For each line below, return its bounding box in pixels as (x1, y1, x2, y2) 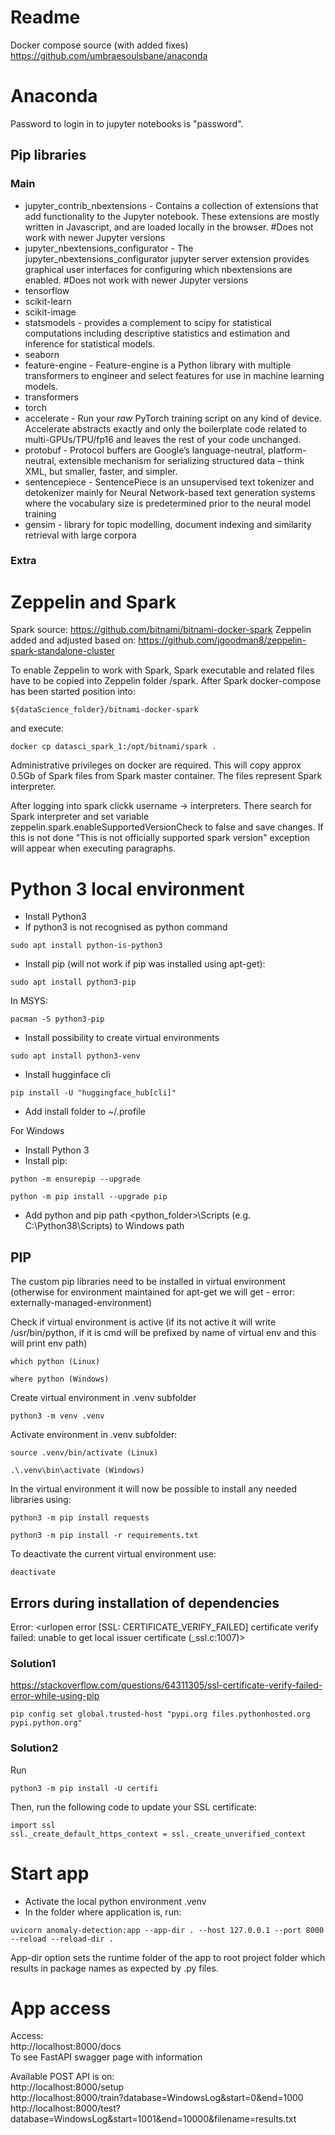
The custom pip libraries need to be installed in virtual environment (10, 1276, 286, 1288)
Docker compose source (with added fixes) (10, 39, 189, 51)
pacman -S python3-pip (10, 1014, 105, 1025)
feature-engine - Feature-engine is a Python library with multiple (24, 359, 292, 371)
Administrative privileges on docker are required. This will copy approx (10, 759, 302, 771)
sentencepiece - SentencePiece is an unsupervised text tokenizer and (24, 476, 315, 488)
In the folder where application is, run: (24, 1906, 182, 1918)
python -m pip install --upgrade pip (10, 1192, 168, 1202)
